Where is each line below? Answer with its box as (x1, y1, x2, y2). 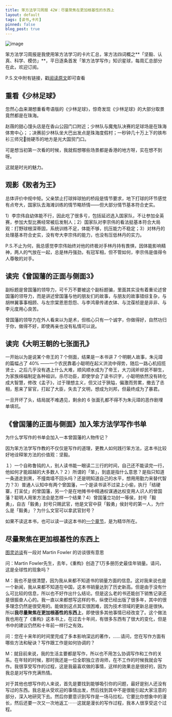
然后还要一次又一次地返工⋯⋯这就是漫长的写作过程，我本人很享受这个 (14, 700, 162, 706)
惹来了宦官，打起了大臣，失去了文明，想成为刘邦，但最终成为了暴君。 (14, 386, 162, 392)
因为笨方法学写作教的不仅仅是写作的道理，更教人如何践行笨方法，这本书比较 (5, 445, 167, 452)
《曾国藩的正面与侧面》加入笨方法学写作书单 (5, 420, 147, 428)
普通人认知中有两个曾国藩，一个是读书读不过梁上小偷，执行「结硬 (21, 482, 161, 488)
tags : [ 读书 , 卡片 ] (5, 17, 42, 22)
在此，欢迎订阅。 (5, 64, 41, 70)
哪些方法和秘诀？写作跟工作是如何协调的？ (5, 640, 95, 646)
